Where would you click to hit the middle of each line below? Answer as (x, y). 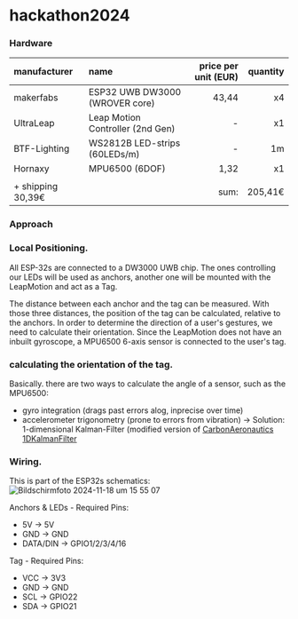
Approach (31, 225)
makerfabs (36, 98)
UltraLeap (34, 123)
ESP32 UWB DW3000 (135, 92)
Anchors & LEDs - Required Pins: (69, 508)
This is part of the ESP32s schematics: (80, 481)
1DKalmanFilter (49, 439)
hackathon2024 (70, 16)
